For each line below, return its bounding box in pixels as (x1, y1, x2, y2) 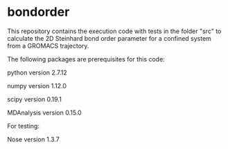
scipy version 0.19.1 (7, 95, 62, 103)
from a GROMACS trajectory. (7, 41, 89, 50)
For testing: (7, 121, 40, 130)
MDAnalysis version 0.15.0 (7, 108, 82, 117)
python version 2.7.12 (7, 68, 67, 77)
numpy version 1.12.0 (7, 81, 67, 90)
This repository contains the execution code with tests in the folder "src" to (7, 27, 222, 35)
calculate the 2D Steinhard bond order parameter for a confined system (7, 34, 211, 42)
